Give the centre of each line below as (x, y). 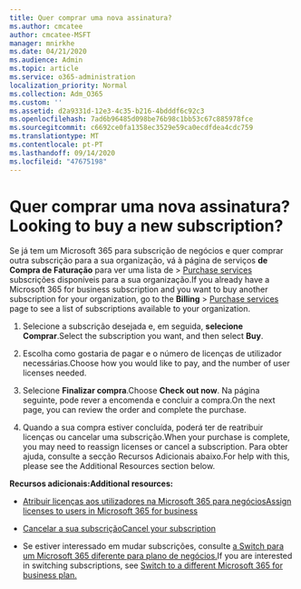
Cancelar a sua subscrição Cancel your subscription (119, 529)
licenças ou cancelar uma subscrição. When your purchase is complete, (156, 437)
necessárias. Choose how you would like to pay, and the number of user (156, 364)
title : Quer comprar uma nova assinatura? (91, 18)
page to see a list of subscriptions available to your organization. (130, 309)
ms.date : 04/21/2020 (49, 52)
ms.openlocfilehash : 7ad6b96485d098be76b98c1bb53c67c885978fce (131, 119)
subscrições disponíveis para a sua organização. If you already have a (140, 280)
